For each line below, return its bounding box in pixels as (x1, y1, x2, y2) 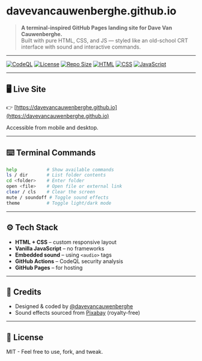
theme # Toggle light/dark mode (6, 200, 112, 206)
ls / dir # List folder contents (6, 172, 106, 178)
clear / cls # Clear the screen (6, 189, 96, 195)
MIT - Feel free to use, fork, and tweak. (6, 348, 103, 356)
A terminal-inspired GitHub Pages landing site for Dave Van (20, 24, 173, 31)
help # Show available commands (6, 166, 114, 172)
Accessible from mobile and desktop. (6, 124, 99, 131)
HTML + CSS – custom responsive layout (14, 238, 117, 246)
